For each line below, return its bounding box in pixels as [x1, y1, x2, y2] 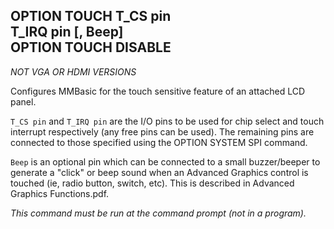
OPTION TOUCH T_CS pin [10, 8, 172, 25]
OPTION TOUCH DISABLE [10, 39, 172, 56]
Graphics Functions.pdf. [10, 187, 110, 199]
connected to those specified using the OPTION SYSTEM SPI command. [10, 136, 308, 148]
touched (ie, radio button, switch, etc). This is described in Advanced [10, 177, 295, 189]
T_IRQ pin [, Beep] [10, 24, 124, 41]
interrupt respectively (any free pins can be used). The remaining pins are [10, 125, 315, 138]
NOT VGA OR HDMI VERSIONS [10, 65, 137, 78]
